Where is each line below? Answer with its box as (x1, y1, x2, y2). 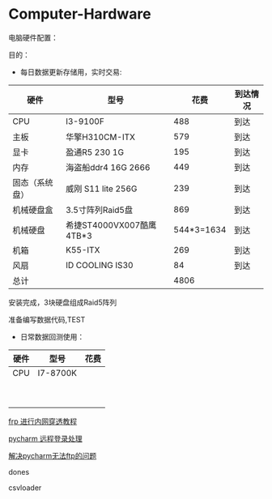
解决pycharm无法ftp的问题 (8, 450, 97, 460)
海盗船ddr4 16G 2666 (66, 161, 151, 173)
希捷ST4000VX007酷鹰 (66, 220, 157, 231)
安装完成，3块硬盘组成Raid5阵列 (8, 297, 117, 307)
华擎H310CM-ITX (66, 131, 136, 143)
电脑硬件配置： (8, 32, 58, 42)
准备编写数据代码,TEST (8, 314, 86, 324)
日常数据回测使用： (19, 331, 85, 341)
